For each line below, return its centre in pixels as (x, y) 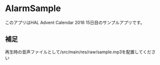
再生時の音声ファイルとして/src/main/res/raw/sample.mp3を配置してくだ (78, 52)
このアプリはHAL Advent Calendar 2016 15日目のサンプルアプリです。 (75, 22)
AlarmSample (33, 8)
